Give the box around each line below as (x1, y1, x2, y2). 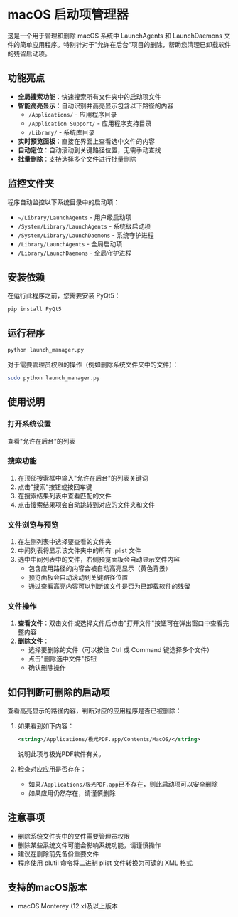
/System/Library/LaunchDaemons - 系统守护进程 (17, 231, 154, 239)
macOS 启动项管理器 (7, 6, 129, 23)
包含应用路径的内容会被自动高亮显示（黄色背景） (28, 564, 172, 573)
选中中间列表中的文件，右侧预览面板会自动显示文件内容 (17, 555, 180, 564)
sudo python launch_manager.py (7, 374, 100, 382)
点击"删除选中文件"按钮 (28, 654, 97, 663)
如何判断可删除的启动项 (7, 686, 110, 698)
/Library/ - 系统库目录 (28, 127, 95, 136)
